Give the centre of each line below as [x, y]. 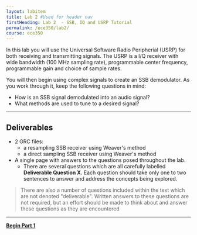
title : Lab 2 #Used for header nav [50, 17]
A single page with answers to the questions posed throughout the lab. [100, 160]
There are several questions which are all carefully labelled [94, 166]
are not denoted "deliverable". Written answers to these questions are [105, 196]
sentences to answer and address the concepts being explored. [100, 178]
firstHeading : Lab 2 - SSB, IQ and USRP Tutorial [69, 22]
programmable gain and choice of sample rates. [64, 68]
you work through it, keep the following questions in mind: [76, 86]
